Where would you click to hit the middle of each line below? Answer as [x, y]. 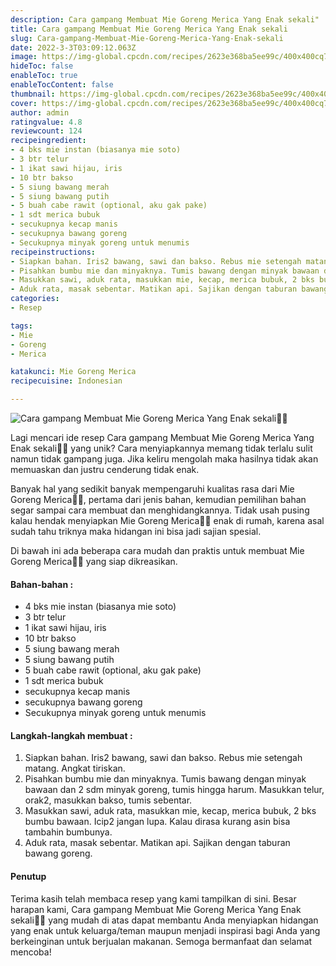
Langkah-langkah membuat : [71, 735]
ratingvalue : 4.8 [46, 122]
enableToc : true [44, 76]
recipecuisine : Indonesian [66, 381]
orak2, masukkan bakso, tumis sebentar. [108, 800]
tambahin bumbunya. [68, 832]
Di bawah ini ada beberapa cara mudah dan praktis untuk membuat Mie [157, 550]
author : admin [40, 112]
